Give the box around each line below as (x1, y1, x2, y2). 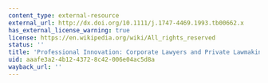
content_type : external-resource (8, 11, 120, 20)
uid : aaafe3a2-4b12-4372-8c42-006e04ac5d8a (8, 56, 156, 64)
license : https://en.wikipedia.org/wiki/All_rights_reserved (8, 33, 216, 42)
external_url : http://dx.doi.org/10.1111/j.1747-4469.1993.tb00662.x (8, 19, 245, 27)
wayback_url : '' (8, 63, 62, 71)
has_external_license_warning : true (8, 26, 130, 34)
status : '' (8, 41, 45, 49)
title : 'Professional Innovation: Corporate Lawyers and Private (8, 48, 230, 56)
